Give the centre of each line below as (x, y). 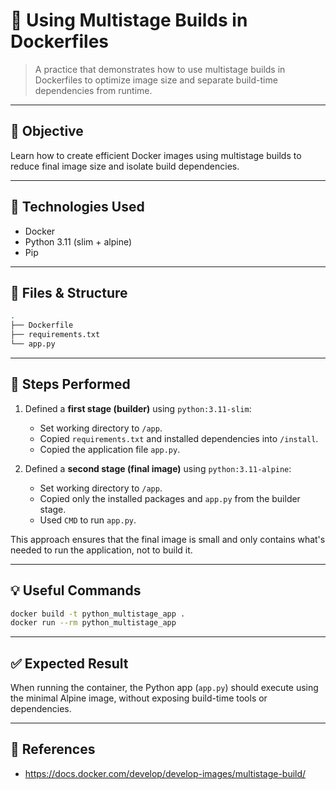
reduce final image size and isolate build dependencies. (125, 166)
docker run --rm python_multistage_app (93, 623)
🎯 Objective (47, 131)
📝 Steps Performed (70, 384)
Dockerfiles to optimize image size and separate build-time (156, 80)
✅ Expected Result (69, 663)
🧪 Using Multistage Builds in (129, 20)
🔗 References (53, 749)
